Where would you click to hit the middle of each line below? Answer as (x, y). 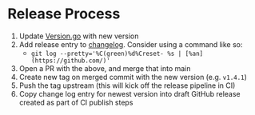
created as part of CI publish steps (76, 102)
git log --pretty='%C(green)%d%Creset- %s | (106, 54)
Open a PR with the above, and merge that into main (105, 68)
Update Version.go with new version (79, 36)
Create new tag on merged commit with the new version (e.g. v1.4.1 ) (133, 77)
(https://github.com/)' (71, 61)
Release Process (64, 14)
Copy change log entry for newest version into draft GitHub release (129, 93)
